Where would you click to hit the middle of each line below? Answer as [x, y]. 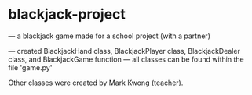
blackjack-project [67, 14]
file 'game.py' [30, 67]
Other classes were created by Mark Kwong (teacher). [96, 83]
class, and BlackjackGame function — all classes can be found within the [126, 59]
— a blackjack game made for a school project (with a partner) [109, 36]
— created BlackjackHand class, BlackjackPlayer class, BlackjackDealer [124, 51]
